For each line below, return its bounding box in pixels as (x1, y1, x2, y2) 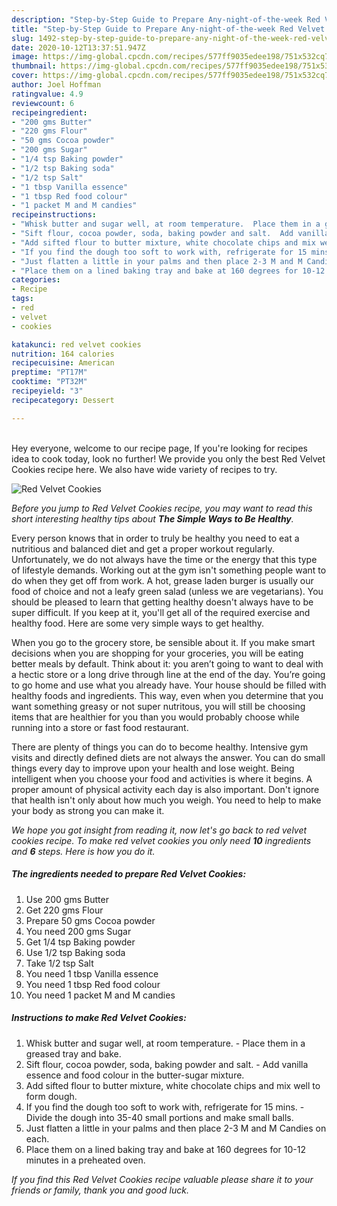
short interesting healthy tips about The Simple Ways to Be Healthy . (11, 512, 294, 525)
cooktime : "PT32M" (11, 377, 88, 387)
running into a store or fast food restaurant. (11, 721, 189, 733)
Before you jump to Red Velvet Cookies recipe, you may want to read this (11, 502, 313, 514)
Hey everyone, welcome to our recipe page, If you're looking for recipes (11, 442, 308, 454)
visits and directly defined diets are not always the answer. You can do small (11, 751, 326, 763)
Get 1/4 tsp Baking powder (25, 936, 136, 948)
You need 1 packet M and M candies (25, 989, 176, 1001)
